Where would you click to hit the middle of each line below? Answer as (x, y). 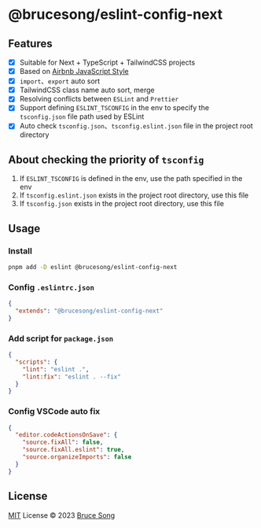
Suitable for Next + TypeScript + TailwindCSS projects (107, 62)
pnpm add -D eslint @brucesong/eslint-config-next (93, 267)
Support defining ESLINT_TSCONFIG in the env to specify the (114, 108)
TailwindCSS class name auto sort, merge (87, 90)
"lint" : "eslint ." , (56, 369)
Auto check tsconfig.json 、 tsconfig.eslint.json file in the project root (136, 126)
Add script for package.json (61, 338)
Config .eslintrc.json (51, 287)
